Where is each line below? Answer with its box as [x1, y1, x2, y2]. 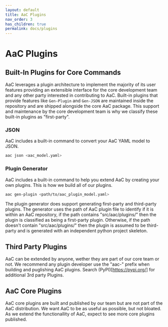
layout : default [5, 7, 39, 13]
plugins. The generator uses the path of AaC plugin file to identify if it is [5, 206, 154, 213]
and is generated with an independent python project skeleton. [17, 228, 148, 234]
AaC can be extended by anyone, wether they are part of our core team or [5, 256, 159, 262]
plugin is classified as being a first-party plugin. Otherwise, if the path [5, 217, 150, 223]
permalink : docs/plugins [5, 26, 58, 31]
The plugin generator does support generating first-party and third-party [5, 201, 157, 207]
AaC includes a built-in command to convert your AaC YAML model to [5, 138, 150, 144]
